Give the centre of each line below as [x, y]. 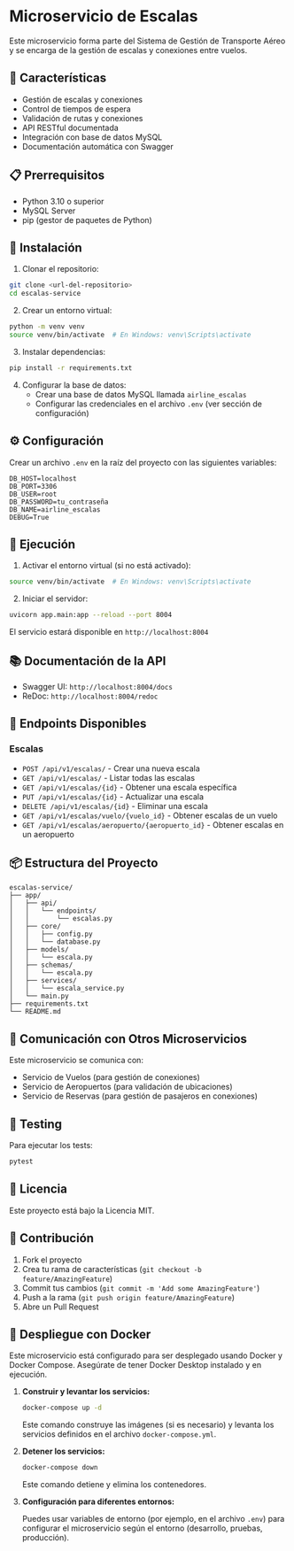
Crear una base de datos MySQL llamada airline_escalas [141, 394]
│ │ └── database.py [55, 942]
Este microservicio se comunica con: [77, 1061]
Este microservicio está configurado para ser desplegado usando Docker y [146, 1355]
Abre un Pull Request [60, 1307]
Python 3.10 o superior [63, 201]
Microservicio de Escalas [104, 16]
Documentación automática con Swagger [98, 146]
